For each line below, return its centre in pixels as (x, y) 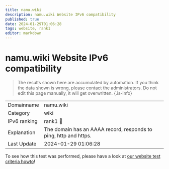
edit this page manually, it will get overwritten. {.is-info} (75, 93)
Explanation (22, 132)
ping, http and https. (68, 135)
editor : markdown (23, 33)
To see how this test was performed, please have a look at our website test (83, 156)
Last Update (22, 143)
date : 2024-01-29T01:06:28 (33, 24)
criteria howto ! (20, 161)
